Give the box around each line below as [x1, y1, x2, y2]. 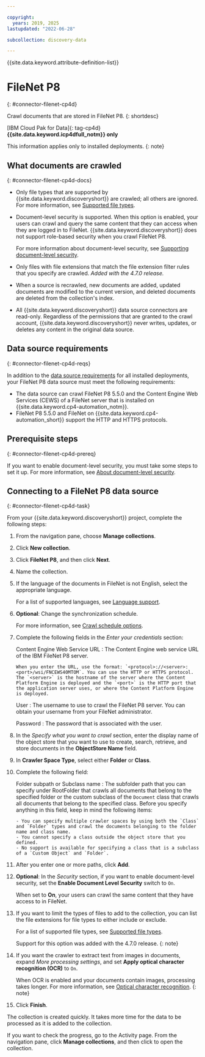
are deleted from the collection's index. [15, 294, 115, 302]
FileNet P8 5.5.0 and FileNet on [15, 409, 94, 417]
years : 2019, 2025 [12, 20, 60, 26]
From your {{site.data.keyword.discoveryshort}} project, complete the [7, 514, 182, 521]
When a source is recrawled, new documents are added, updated [15, 282, 181, 288]
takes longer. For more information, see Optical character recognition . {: [15, 983, 197, 990]
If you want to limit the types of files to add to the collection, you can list [15, 909, 197, 917]
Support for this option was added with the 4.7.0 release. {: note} [15, 940, 179, 947]
